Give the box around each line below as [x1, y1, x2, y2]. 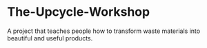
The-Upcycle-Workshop [7, 4, 150, 20]
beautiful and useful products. [7, 34, 93, 42]
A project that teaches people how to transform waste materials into [7, 27, 201, 35]
